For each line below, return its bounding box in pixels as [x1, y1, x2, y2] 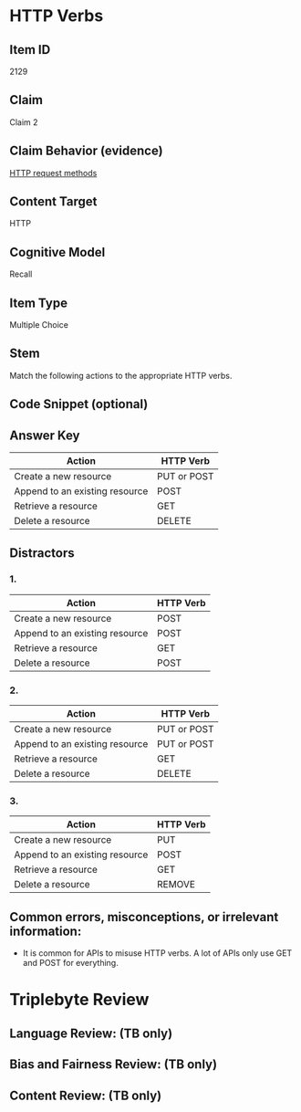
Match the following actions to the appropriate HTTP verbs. [9, 370, 233, 381]
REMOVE [156, 878, 196, 891]
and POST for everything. [22, 958, 119, 969]
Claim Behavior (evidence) [9, 143, 163, 159]
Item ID [9, 42, 51, 58]
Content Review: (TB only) [9, 1087, 162, 1103]
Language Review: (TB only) [9, 1025, 173, 1041]
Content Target [9, 194, 98, 210]
